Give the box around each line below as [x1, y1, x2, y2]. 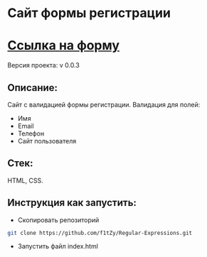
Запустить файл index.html [17, 242, 98, 251]
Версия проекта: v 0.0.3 [7, 61, 80, 70]
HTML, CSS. [7, 176, 44, 185]
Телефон [17, 129, 45, 138]
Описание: [7, 82, 58, 94]
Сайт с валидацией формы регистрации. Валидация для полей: [7, 100, 201, 109]
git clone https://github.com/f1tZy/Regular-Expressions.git [7, 229, 193, 236]
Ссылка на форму [7, 38, 120, 54]
